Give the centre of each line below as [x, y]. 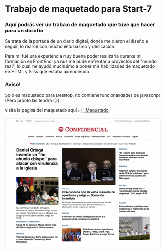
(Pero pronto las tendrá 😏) [32, 100]
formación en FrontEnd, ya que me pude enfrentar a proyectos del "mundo [81, 61]
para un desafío [24, 31]
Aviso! [13, 85]
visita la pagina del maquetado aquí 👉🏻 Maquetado [57, 110]
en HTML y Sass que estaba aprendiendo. [48, 72]
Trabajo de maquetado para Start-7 [78, 9]
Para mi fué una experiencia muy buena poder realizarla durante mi [73, 56]
